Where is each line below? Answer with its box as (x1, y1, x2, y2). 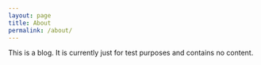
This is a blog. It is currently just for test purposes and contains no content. (8, 48, 254, 58)
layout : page (8, 11, 52, 20)
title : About (8, 19, 52, 27)
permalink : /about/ (8, 26, 73, 34)
